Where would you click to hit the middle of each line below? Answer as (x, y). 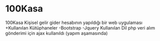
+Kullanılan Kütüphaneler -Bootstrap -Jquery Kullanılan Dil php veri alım (80, 27)
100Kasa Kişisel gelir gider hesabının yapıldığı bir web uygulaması (74, 22)
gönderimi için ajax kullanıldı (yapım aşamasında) (57, 33)
